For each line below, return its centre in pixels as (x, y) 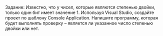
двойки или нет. (22, 28)
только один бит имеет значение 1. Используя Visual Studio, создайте (79, 12)
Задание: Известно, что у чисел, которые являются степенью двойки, (80, 7)
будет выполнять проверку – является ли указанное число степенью (79, 23)
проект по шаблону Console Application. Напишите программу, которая (82, 18)
